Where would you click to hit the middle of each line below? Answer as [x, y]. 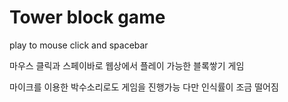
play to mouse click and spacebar [79, 45]
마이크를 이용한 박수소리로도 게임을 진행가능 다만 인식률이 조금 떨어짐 [144, 87]
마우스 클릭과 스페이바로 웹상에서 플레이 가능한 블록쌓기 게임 [127, 65]
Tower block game [87, 17]
